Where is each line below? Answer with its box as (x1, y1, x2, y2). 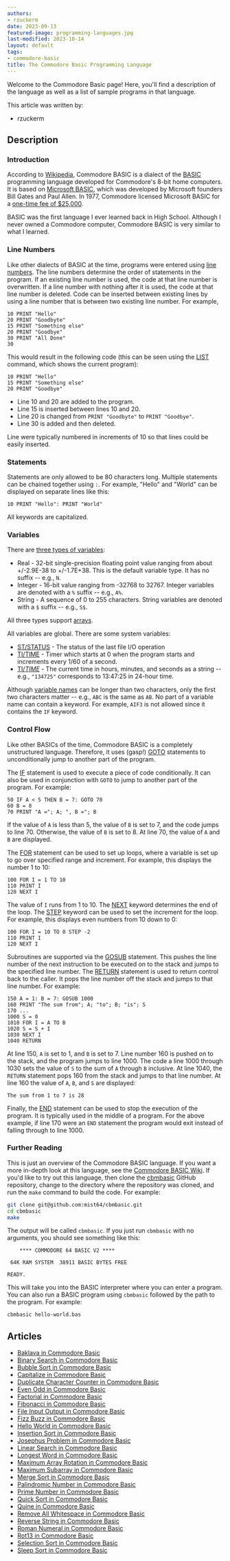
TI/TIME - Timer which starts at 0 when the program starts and (16, 650, 195, 658)
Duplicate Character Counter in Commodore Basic (16, 1378, 159, 1386)
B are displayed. (7, 835, 52, 844)
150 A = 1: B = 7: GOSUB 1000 (7, 995, 94, 1002)
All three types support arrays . (7, 616, 94, 625)
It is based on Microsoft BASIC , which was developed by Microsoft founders (7, 185, 223, 193)
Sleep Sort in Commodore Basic (16, 1547, 108, 1555)
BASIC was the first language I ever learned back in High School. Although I (7, 213, 221, 221)
